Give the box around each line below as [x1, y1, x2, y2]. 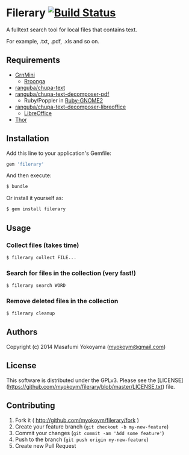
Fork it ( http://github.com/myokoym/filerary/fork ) [14, 416, 140, 424]
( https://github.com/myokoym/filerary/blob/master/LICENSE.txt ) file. [6, 383, 176, 390]
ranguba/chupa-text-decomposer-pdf [14, 90, 110, 98]
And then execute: [6, 172, 52, 179]
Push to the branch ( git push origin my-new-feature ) [14, 436, 149, 443]
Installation [6, 133, 49, 144]
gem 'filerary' [6, 161, 45, 167]
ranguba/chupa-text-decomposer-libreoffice [14, 103, 126, 110]
